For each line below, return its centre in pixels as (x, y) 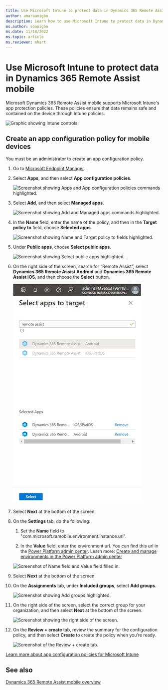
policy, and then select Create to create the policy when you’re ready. (84, 635)
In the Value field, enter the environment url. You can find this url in (89, 546)
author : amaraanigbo (27, 16)
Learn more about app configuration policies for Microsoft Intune (72, 654)
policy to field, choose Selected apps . (52, 227)
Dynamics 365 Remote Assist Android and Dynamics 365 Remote (82, 271)
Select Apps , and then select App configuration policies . (72, 178)
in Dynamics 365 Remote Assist (73, 78)
